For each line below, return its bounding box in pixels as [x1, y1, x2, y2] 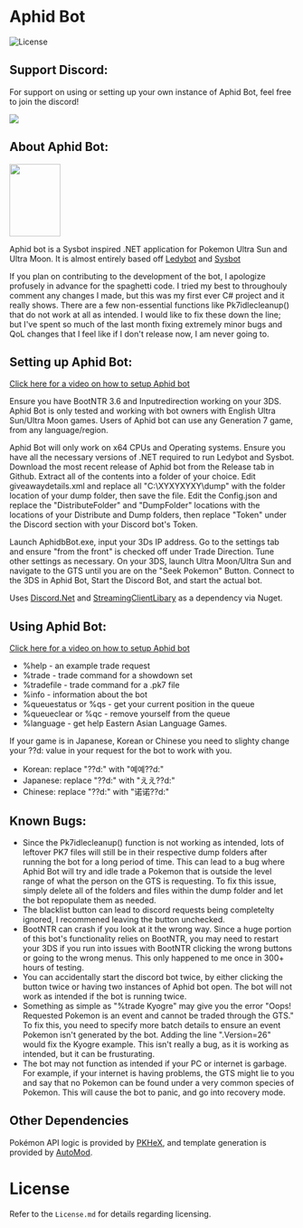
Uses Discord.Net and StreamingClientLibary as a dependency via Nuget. [9, 592, 283, 603]
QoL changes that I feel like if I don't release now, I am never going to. [9, 328, 270, 339]
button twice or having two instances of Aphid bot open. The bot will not [22, 981, 292, 992]
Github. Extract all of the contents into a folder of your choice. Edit [9, 471, 256, 482]
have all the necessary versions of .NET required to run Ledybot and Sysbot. [9, 452, 295, 463]
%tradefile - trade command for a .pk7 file [22, 680, 180, 691]
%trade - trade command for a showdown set [22, 670, 193, 681]
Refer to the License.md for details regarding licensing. [9, 1208, 212, 1219]
